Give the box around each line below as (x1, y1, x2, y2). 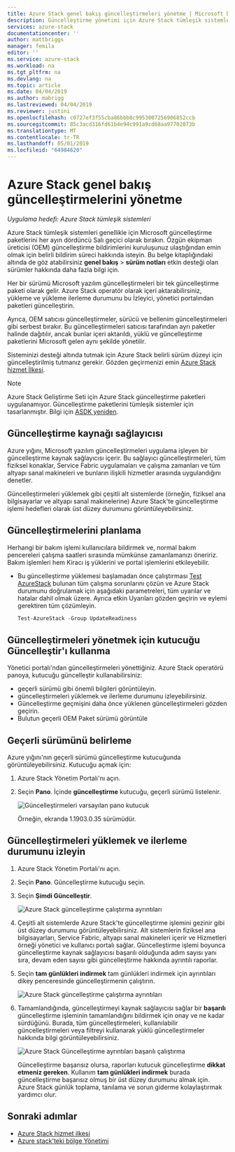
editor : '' (7, 50, 39, 57)
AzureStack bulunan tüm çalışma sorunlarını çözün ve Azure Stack (17, 579, 210, 587)
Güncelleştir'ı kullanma (7, 645, 111, 657)
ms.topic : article (7, 82, 61, 89)
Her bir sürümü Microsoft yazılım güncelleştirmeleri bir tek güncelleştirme (7, 279, 219, 287)
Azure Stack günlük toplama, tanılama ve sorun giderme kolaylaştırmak (17, 1083, 222, 1091)
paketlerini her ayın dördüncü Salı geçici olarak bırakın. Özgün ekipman (7, 236, 213, 244)
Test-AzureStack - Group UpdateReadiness (17, 614, 137, 622)
